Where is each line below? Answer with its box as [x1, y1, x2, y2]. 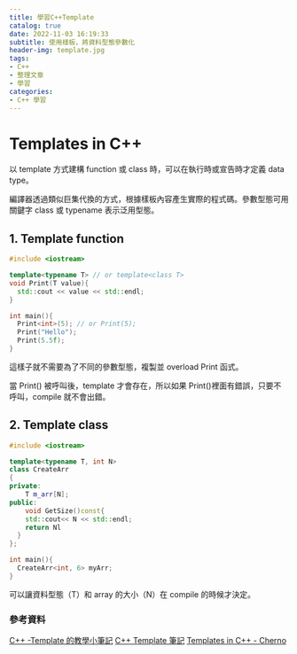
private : [9, 482, 42, 491]
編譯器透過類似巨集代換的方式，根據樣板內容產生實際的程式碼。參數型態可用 [9, 194, 289, 205]
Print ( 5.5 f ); [17, 336, 66, 346]
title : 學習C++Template [9, 12, 95, 22]
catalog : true [9, 21, 62, 30]
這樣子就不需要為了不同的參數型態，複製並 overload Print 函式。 [9, 361, 244, 372]
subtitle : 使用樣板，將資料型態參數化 [9, 37, 136, 47]
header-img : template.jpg [9, 46, 105, 55]
